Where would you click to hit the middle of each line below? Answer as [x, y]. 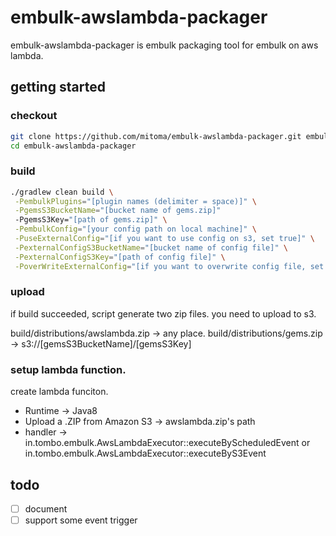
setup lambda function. [68, 369]
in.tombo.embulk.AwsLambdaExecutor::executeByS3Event [145, 453]
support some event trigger [81, 520]
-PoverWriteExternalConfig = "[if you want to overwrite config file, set [169, 266]
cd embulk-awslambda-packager [73, 146]
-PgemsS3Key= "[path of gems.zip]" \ [91, 220]
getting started [58, 87]
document [46, 508]
